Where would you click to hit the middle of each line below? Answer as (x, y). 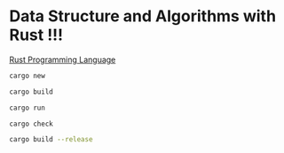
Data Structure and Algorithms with (143, 16)
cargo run (28, 108)
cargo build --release (51, 140)
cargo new (28, 76)
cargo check (31, 124)
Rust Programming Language (63, 59)
